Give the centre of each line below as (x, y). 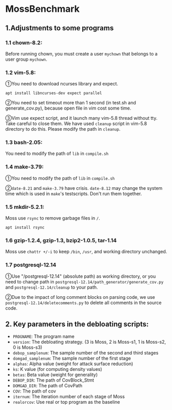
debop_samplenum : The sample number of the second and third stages (85, 353)
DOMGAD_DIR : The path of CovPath (47, 386)
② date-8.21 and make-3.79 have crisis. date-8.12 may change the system (84, 188)
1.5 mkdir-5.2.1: (25, 207)
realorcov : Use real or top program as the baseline (66, 402)
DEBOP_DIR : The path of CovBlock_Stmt (53, 380)
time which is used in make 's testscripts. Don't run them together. (74, 193)
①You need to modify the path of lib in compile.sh (60, 178)
